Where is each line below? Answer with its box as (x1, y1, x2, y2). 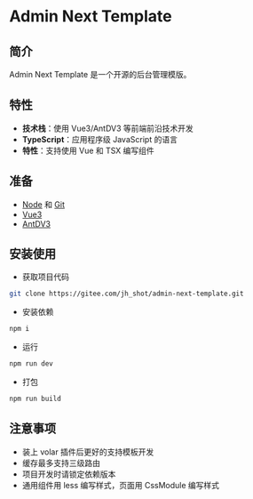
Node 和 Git (21, 198, 65, 210)
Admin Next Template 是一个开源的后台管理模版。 (9, 69, 192, 79)
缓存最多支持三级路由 (21, 457, 100, 468)
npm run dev (9, 359, 53, 368)
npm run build (9, 394, 62, 404)
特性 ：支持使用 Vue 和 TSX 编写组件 (21, 145, 155, 156)
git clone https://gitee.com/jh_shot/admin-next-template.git (9, 289, 244, 299)
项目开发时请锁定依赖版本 (21, 469, 116, 479)
